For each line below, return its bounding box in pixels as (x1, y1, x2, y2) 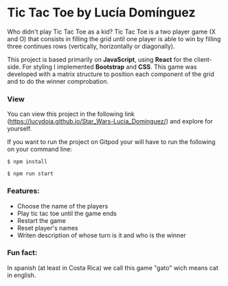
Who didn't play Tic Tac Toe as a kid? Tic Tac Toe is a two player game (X (7, 27, 216, 36)
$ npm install (7, 158, 48, 165)
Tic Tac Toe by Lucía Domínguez (7, 5, 196, 21)
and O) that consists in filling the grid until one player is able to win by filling (7, 34, 221, 43)
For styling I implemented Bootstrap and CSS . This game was (22, 62, 197, 71)
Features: (7, 187, 40, 196)
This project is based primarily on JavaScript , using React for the (7, 55, 193, 63)
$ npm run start (7, 170, 54, 178)
